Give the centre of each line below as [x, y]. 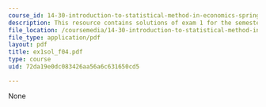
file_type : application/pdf [55, 37]
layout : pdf [28, 45]
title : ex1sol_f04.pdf [46, 52]
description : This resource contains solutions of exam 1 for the [120, 23]
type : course [30, 60]
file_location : [33, 30]
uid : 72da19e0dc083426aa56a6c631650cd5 [74, 67]
